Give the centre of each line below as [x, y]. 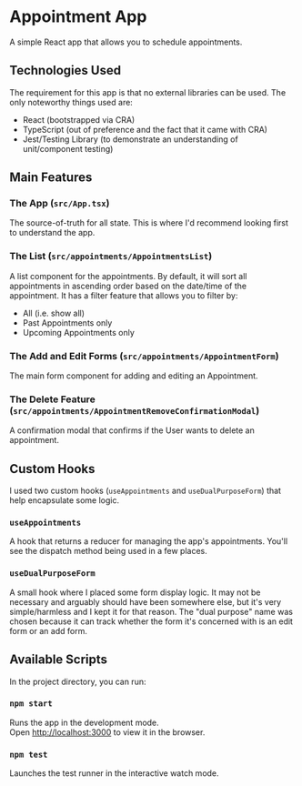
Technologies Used [65, 71]
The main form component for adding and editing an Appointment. [134, 376]
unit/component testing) [68, 148]
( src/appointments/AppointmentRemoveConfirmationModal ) [135, 410]
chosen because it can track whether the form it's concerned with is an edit [151, 621]
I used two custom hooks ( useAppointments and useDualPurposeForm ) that [146, 491]
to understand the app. [52, 233]
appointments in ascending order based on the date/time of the [128, 286]
